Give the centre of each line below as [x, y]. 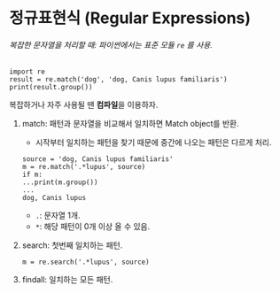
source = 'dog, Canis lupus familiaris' [97, 159]
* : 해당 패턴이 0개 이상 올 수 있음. [93, 227]
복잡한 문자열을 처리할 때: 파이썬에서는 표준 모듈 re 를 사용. [111, 44]
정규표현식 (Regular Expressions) [130, 18]
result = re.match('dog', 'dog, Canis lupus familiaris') [118, 80]
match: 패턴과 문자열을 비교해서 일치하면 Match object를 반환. [130, 124]
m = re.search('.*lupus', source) [86, 262]
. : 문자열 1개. [58, 216]
